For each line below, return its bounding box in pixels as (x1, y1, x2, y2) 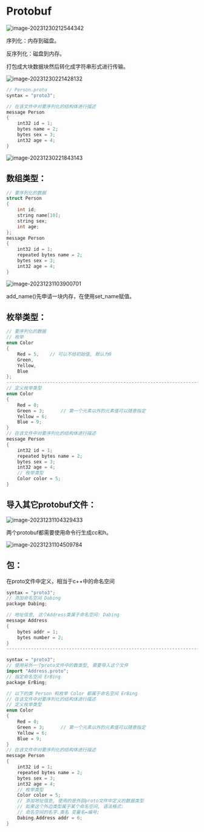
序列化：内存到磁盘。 (6, 37, 59, 44)
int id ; (17, 207, 36, 213)
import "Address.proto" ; (6, 668, 69, 674)
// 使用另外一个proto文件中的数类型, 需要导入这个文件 (6, 662, 129, 669)
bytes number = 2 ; (17, 634, 64, 640)
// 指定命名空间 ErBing (6, 674, 61, 680)
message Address (6, 618, 47, 624)
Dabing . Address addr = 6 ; (17, 814, 83, 821)
